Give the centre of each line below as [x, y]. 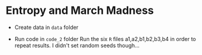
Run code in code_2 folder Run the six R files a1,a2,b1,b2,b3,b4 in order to [105, 39]
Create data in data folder [46, 27]
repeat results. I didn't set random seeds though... [77, 45]
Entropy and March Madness [80, 11]
